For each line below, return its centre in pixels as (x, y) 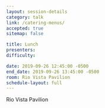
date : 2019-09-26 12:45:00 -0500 (47, 66)
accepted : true (25, 28)
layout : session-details (37, 12)
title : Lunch (22, 45)
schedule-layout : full (34, 83)
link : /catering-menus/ (36, 23)
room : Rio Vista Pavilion (38, 77)
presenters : (21, 50)
